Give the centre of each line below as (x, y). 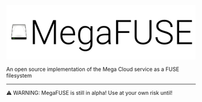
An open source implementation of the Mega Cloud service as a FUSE (93, 69)
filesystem (19, 75)
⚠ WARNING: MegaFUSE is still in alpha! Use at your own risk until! (90, 92)
